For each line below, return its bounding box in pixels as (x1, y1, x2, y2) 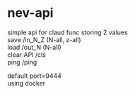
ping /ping (7, 58, 37, 66)
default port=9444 (7, 72, 62, 80)
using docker (7, 79, 46, 87)
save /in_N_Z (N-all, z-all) (7, 35, 81, 43)
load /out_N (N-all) (7, 43, 61, 51)
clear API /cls (7, 51, 46, 59)
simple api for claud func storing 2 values (7, 28, 129, 36)
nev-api (7, 5, 54, 21)
